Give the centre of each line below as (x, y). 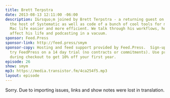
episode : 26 (18, 62)
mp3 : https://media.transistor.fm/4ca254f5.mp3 (56, 71)
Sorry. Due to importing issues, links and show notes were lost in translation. (85, 90)
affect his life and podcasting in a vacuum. (59, 33)
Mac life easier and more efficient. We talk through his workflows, (84, 29)
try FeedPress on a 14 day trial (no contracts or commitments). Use (84, 52)
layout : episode (22, 76)
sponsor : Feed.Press (27, 38)
